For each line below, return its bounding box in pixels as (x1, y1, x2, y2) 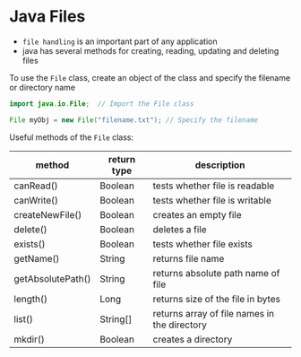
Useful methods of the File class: (9, 132, 134, 143)
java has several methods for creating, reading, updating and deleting (21, 45, 279, 56)
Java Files (9, 6, 86, 27)
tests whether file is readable (152, 179, 275, 192)
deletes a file (152, 222, 208, 235)
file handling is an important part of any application (21, 36, 218, 47)
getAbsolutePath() (13, 272, 91, 284)
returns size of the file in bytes (152, 292, 280, 305)
